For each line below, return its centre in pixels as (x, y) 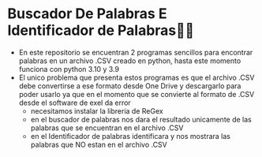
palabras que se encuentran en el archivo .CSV (107, 128)
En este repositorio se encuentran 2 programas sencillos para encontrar (136, 52)
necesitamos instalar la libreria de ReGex (97, 110)
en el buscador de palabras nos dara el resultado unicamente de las (141, 119)
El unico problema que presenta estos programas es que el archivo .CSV (137, 77)
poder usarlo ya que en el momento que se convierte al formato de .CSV (137, 94)
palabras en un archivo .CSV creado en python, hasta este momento (130, 61)
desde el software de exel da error (75, 103)
